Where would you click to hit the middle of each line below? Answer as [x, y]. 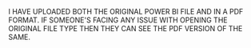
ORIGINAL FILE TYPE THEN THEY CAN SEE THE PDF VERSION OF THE [125, 28]
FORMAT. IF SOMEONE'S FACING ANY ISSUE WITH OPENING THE [118, 20]
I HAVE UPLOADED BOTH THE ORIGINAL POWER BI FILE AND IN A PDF [126, 12]
